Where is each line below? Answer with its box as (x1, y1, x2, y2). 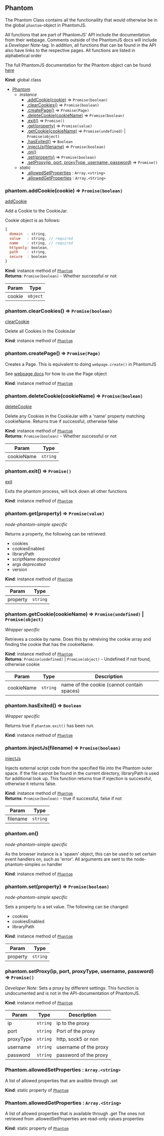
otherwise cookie (5, 661, 40, 667)
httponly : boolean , (9, 245, 49, 250)
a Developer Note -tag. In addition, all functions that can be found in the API (5, 42, 156, 48)
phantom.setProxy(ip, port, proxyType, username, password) (5, 968, 154, 974)
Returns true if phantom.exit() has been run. (5, 723, 95, 729)
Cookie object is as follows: (5, 217, 61, 223)
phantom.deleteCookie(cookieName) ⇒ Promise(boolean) (5, 392, 143, 399)
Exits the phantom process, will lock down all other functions (5, 488, 127, 494)
